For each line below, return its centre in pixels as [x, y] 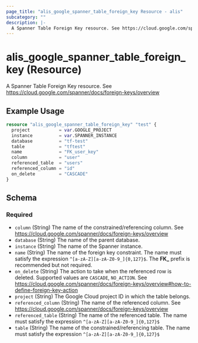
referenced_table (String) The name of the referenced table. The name [101, 315]
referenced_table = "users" [47, 163]
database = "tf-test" [50, 141]
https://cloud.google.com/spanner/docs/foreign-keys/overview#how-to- [103, 284]
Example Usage [35, 111]
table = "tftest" [48, 146]
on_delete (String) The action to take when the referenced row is [93, 272]
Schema [22, 198]
